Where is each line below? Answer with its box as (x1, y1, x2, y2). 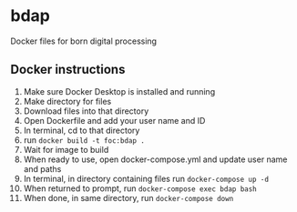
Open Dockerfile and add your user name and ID (23, 115, 206, 126)
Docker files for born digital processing (10, 35, 158, 46)
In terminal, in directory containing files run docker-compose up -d (23, 173, 270, 184)
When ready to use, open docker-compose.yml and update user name (23, 154, 288, 165)
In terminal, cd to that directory (23, 125, 140, 136)
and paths (23, 163, 62, 174)
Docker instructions (10, 62, 126, 77)
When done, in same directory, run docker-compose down (23, 192, 234, 203)
